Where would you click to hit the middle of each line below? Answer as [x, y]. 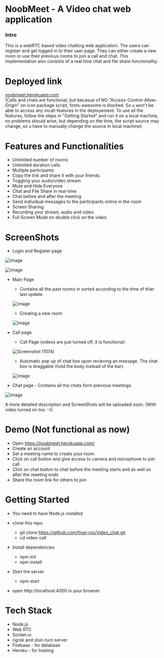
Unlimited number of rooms [40, 160]
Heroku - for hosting [33, 651]
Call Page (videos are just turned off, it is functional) [72, 342]
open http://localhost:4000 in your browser [56, 591]
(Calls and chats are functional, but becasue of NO [57, 100]
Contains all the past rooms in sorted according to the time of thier [87, 289]
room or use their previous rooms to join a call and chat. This [67, 56]
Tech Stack [29, 610]
